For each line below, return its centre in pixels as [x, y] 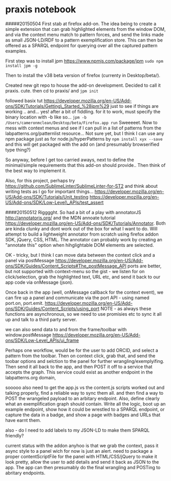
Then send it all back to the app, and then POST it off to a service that [79, 367]
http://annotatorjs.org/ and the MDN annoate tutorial [60, 218]
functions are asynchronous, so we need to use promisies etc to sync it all [84, 314]
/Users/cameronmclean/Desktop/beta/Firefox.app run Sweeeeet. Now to [81, 122]
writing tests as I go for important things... [49, 191]
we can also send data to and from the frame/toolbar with [66, 329]
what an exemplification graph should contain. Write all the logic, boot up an [85, 403]
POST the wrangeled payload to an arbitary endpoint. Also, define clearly [82, 398]
